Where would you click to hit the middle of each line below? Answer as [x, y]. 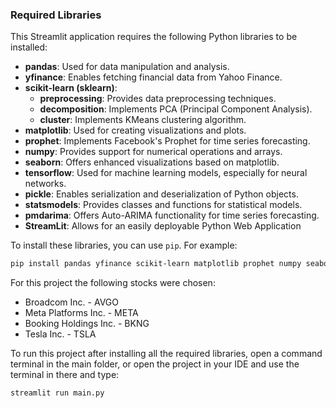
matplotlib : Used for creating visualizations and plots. [135, 130]
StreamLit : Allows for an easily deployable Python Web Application [163, 226]
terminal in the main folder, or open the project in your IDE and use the [155, 364]
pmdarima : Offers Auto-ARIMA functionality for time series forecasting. [172, 215]
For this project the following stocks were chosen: [113, 283]
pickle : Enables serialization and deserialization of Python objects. [161, 194]
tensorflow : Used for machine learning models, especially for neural [166, 173]
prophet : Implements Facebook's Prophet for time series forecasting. [167, 141]
